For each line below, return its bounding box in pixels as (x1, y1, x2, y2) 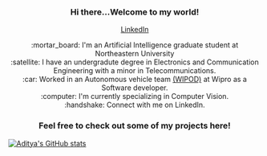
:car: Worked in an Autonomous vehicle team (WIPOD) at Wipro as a (22, 75, 247, 84)
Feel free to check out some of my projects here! (38, 120, 231, 131)
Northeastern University (95, 49, 175, 59)
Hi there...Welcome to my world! (70, 6, 200, 18)
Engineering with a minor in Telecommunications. (53, 66, 216, 76)
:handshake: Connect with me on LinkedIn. (63, 100, 206, 110)
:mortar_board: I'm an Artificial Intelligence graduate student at (30, 40, 239, 50)
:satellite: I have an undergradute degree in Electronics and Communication (10, 57, 259, 67)
